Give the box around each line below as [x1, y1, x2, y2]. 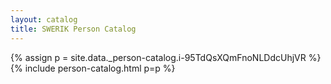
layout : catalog [10, 14, 78, 25]
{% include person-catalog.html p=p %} [10, 62, 176, 74]
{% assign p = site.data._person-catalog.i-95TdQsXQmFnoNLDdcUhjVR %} [10, 51, 322, 63]
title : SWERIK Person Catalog [10, 24, 137, 34]
